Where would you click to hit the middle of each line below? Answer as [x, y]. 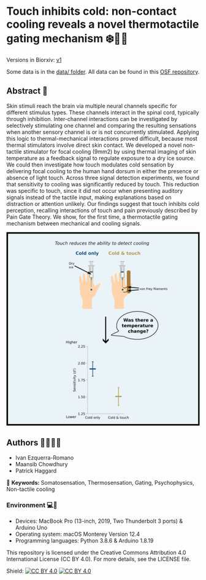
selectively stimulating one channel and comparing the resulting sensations [101, 125]
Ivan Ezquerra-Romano [44, 457]
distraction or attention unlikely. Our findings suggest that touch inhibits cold [103, 203]
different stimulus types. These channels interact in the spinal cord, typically [103, 112]
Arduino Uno [31, 527]
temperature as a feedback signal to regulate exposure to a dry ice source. [101, 158]
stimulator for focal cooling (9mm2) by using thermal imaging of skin [109, 151]
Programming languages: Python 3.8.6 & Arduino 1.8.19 [84, 540]
